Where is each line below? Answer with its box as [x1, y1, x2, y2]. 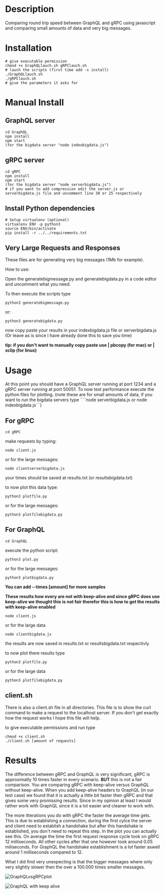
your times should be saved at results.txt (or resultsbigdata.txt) [5, 475, 133, 481]
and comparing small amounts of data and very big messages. [5, 25, 132, 31]
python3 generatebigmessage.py [5, 300, 69, 305]
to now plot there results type [5, 650, 65, 656]
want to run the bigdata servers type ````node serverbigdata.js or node [5, 397, 147, 403]
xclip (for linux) [5, 347, 37, 353]
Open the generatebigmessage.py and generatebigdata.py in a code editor [5, 276, 157, 282]
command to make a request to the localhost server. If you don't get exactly [5, 709, 159, 715]
